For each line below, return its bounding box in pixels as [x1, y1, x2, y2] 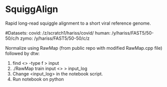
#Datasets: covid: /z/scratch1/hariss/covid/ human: [5, 30, 111, 36]
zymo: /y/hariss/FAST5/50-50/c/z [20, 35, 90, 41]
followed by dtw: [5, 50, 40, 56]
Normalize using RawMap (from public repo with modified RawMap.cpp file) [5, 45, 162, 51]
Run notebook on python [12, 76, 64, 82]
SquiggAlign [5, 4, 58, 15]
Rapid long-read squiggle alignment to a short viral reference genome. [5, 20, 151, 26]
